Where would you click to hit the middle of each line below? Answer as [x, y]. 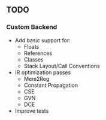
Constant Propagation [51, 85]
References [38, 53]
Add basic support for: [43, 40]
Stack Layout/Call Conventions [62, 66]
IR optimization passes [43, 72]
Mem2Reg [37, 78]
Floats [31, 46]
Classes [34, 59]
